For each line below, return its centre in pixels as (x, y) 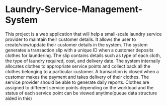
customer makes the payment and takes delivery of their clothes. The (77, 77)
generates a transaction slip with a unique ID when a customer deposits (79, 50)
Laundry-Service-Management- (74, 9)
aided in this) (19, 98)
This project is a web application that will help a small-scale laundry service (83, 34)
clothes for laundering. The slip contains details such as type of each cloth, (83, 55)
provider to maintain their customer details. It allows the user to (71, 39)
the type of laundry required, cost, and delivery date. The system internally (83, 61)
